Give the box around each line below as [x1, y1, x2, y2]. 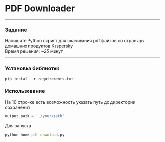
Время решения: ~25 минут [5, 48, 63, 54]
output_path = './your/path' [5, 114, 65, 118]
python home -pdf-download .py [5, 132, 65, 137]
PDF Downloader [5, 3, 75, 14]
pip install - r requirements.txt [5, 76, 74, 81]
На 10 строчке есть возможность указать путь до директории [5, 99, 136, 105]
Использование [5, 88, 45, 95]
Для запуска [5, 122, 32, 128]
